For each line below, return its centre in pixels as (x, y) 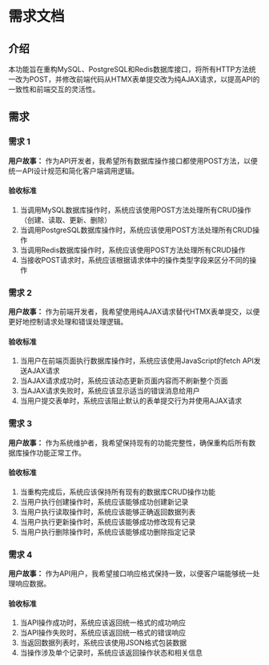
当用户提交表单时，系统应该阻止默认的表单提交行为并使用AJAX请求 (131, 401)
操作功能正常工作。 (54, 453)
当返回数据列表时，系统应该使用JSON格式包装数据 (103, 643)
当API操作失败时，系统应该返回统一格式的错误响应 (103, 633)
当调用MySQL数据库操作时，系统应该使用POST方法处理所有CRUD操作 (136, 210)
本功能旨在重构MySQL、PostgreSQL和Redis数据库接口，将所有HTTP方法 (129, 69)
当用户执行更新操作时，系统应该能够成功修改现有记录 (108, 522)
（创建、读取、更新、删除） (66, 220)
